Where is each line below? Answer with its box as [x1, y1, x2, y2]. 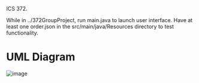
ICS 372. [6, 5, 28, 12]
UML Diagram [6, 50, 76, 64]
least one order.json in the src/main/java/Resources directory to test [6, 23, 174, 30]
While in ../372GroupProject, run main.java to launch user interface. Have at [6, 17, 193, 23]
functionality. [6, 29, 39, 36]
